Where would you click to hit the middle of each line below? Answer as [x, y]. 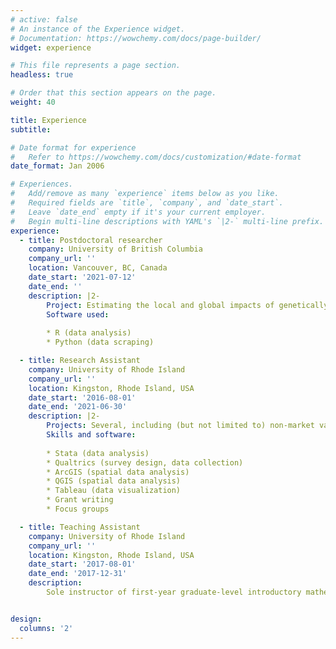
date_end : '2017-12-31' [78, 574]
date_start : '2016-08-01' [82, 397]
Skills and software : [91, 435]
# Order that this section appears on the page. [113, 93]
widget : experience [51, 47]
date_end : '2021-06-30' [78, 407]
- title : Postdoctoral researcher [91, 240]
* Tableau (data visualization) [114, 491]
